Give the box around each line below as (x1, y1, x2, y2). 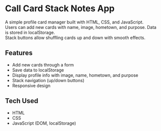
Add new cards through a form (12, 62, 74, 67)
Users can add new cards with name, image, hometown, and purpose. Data (5, 24, 157, 30)
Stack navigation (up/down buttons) (12, 77, 84, 83)
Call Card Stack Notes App (5, 3, 115, 14)
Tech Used (5, 97, 39, 105)
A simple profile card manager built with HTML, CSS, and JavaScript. (5, 19, 144, 25)
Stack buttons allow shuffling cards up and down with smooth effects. (5, 35, 145, 41)
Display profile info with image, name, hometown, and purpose (12, 72, 139, 78)
